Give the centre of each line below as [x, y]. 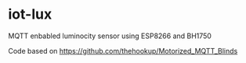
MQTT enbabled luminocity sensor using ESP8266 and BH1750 [110, 36]
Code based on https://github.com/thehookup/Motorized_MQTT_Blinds [123, 51]
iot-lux [30, 14]
